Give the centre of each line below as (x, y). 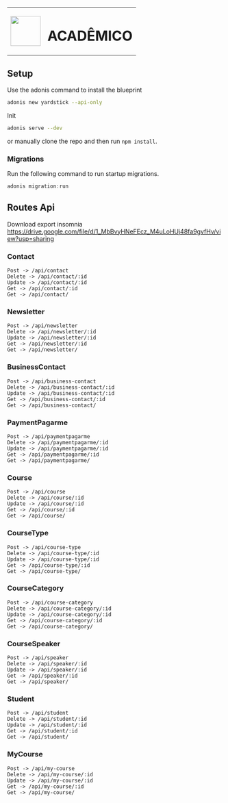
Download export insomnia (45, 224)
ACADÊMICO (90, 36)
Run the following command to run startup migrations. (83, 174)
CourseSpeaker (34, 643)
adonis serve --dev (35, 128)
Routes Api (31, 208)
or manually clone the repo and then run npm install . (82, 141)
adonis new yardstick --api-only (55, 103)
